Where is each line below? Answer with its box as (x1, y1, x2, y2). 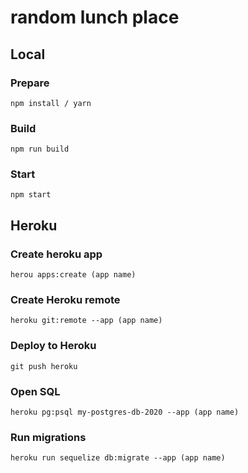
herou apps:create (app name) (10, 270, 137, 280)
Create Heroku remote (10, 293, 121, 307)
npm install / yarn (10, 98, 92, 108)
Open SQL (10, 384, 61, 398)
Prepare (10, 76, 50, 90)
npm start (10, 190, 52, 200)
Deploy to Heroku (10, 339, 97, 353)
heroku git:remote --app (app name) (10, 316, 163, 326)
